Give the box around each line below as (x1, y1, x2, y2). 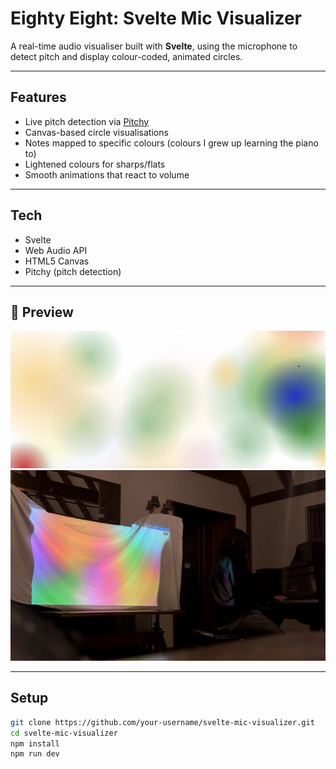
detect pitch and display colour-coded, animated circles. (10, 50, 243, 62)
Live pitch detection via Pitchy (24, 115, 150, 127)
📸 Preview (10, 303, 74, 321)
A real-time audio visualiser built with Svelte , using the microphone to (10, 40, 298, 52)
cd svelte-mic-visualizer (10, 728, 118, 738)
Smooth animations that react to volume (24, 168, 190, 181)
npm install (10, 738, 60, 749)
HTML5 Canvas (24, 255, 90, 267)
